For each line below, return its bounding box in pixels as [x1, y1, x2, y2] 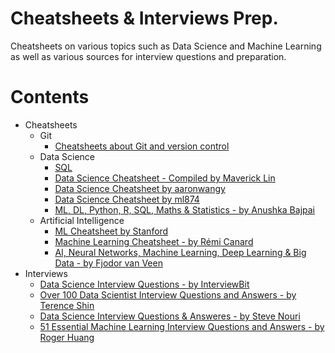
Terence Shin [39, 299, 95, 311]
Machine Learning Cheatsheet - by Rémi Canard [54, 235, 254, 247]
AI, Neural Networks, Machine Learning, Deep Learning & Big [54, 246, 307, 258]
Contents [10, 86, 90, 109]
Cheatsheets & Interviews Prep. [10, 7, 279, 30]
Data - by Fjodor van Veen [54, 257, 163, 269]
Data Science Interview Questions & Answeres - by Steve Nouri [39, 310, 301, 322]
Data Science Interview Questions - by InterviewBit [39, 278, 250, 290]
